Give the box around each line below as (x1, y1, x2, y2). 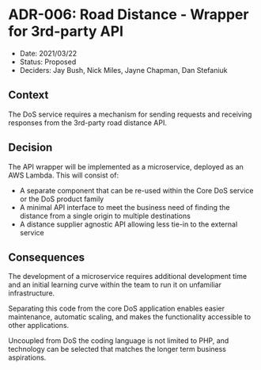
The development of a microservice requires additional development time (8, 272, 248, 281)
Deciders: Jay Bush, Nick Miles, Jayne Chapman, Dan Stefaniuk (19, 65, 228, 74)
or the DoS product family (19, 194, 104, 204)
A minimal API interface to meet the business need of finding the (19, 202, 231, 212)
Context (8, 89, 49, 102)
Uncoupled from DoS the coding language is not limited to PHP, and (8, 336, 229, 345)
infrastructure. (8, 288, 55, 298)
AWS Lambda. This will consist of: (8, 170, 119, 180)
